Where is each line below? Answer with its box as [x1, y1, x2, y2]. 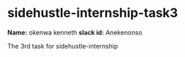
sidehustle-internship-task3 [7, 5, 179, 21]
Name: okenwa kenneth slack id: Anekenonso [7, 28, 143, 37]
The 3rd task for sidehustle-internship [7, 42, 118, 50]
